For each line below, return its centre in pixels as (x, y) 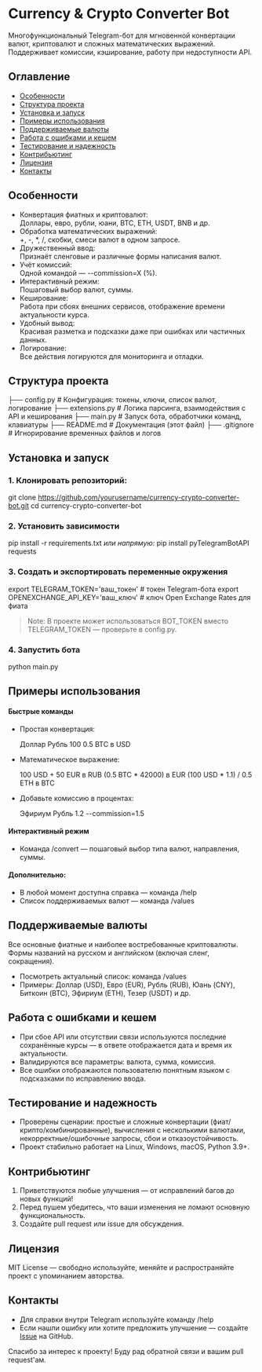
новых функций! (46, 1199)
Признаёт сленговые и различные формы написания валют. (120, 256)
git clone (22, 498)
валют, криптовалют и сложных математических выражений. (112, 43)
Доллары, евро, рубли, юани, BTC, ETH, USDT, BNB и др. (115, 223)
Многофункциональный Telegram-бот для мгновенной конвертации (122, 35)
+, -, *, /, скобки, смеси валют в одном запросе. (100, 240)
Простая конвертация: (57, 729)
